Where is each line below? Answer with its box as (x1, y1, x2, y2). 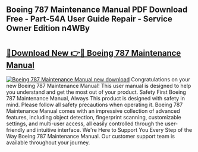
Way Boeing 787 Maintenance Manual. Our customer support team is (6, 133, 175, 140)
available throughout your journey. (6, 139, 90, 146)
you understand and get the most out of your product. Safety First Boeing (6, 88, 186, 96)
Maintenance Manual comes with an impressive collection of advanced (6, 107, 180, 115)
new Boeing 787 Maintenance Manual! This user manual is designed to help (6, 83, 191, 89)
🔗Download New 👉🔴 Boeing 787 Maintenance (6, 47, 181, 58)
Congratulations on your (130, 76, 190, 83)
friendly (6, 126, 26, 133)
